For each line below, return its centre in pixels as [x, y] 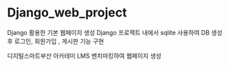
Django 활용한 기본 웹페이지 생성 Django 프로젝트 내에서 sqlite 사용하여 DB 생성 [115, 32]
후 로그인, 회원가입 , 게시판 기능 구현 [56, 41]
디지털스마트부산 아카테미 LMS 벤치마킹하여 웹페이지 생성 [84, 56]
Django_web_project [67, 13]
